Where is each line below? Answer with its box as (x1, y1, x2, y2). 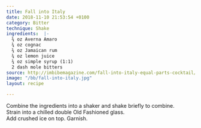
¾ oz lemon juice (11, 53, 55, 59)
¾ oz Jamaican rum (11, 48, 58, 54)
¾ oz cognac (11, 42, 42, 48)
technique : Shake (6, 25, 50, 32)
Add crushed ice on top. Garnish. (6, 115, 88, 122)
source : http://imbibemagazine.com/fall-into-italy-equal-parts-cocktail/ (6, 70, 197, 76)
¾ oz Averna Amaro (11, 36, 58, 42)
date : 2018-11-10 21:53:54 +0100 (6, 14, 90, 20)
